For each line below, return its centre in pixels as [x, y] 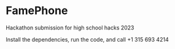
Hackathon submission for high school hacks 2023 [70, 28]
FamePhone [37, 11]
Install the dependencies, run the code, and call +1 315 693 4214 [87, 39]
